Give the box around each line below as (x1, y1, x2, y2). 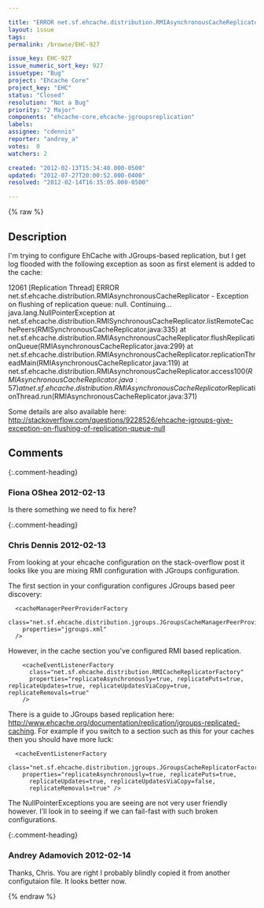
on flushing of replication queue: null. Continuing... (8, 299, 172, 309)
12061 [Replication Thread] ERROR (8, 283, 119, 292)
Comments (8, 447, 64, 460)
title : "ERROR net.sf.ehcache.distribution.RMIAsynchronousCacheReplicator (8, 18, 262, 26)
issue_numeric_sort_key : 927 (8, 62, 104, 70)
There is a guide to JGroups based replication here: (8, 710, 175, 719)
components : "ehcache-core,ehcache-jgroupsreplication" (8, 113, 195, 121)
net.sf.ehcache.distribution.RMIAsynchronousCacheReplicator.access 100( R (8, 366, 253, 376)
